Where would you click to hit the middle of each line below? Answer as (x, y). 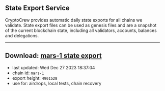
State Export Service (37, 8)
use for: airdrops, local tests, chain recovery (57, 83)
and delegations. (22, 35)
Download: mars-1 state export (54, 56)
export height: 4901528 (35, 78)
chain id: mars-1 (28, 73)
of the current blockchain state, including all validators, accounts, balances (81, 30)
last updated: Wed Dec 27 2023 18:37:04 (54, 67)
